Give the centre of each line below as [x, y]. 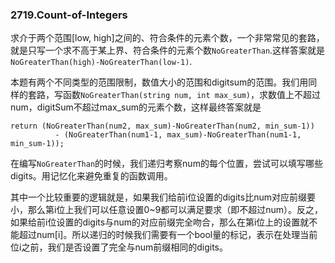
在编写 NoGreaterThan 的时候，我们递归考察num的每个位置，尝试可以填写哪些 [166, 164]
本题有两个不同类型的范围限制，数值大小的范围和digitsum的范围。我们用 [159, 82]
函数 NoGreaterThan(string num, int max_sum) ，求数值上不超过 [192, 95]
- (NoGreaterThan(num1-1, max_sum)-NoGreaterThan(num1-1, [178, 135]
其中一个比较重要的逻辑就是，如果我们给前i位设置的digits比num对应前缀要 [163, 197]
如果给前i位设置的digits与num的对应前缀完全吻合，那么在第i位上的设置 [155, 222]
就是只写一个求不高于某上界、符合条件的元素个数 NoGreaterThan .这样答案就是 [168, 50]
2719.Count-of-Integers [69, 15]
